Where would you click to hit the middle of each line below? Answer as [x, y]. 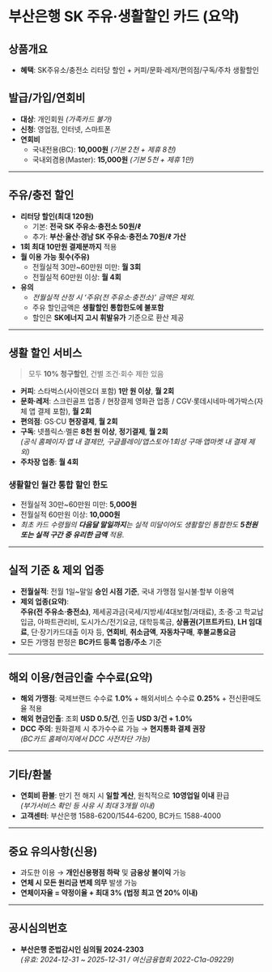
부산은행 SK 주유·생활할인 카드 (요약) [124, 17]
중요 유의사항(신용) [53, 851]
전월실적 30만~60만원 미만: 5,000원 [79, 504]
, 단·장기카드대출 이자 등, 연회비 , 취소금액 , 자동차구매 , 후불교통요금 [132, 632]
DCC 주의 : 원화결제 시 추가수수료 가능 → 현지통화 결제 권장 [113, 729]
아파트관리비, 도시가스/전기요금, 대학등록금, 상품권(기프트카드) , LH [142, 621]
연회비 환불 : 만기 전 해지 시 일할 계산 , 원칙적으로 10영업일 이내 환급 [125, 795]
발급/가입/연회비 [47, 98]
